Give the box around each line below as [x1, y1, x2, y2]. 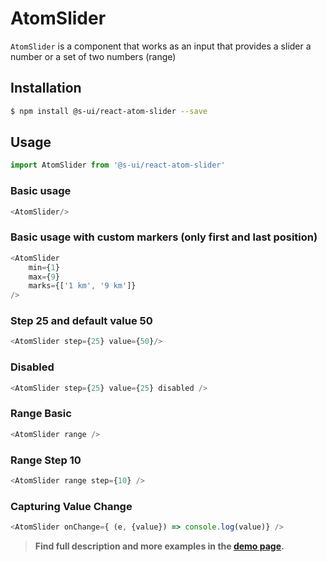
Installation [10, 80, 82, 97]
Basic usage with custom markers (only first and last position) [10, 230, 318, 244]
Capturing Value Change [10, 499, 133, 513]
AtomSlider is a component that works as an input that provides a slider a [10, 40, 312, 52]
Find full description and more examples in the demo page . [34, 540, 285, 552]
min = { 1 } [28, 262, 60, 272]
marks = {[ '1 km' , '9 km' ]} [28, 281, 137, 291]
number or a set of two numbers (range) [10, 50, 177, 62]
